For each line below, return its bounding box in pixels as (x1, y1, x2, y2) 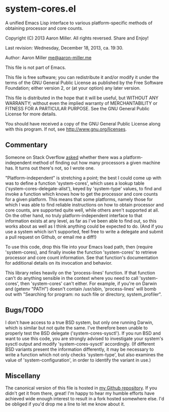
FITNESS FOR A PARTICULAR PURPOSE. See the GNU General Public (5, 105, 150, 111)
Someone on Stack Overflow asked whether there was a (5, 154, 123, 160)
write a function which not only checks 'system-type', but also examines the (5, 351, 164, 357)
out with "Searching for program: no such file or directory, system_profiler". (5, 291, 162, 297)
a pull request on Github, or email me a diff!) (5, 234, 97, 240)
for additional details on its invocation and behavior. (5, 260, 112, 266)
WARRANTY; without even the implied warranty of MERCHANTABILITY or (5, 100, 158, 106)
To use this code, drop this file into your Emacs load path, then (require (5, 243, 153, 250)
